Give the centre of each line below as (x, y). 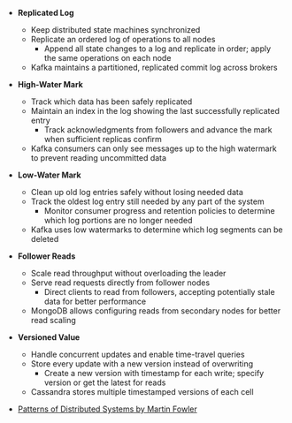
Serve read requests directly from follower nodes (120, 283)
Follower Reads (46, 256)
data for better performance (95, 301)
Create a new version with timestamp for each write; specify (154, 373)
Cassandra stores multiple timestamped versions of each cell (142, 392)
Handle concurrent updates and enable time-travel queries (138, 354)
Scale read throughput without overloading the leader (128, 273)
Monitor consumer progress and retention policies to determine (160, 211)
